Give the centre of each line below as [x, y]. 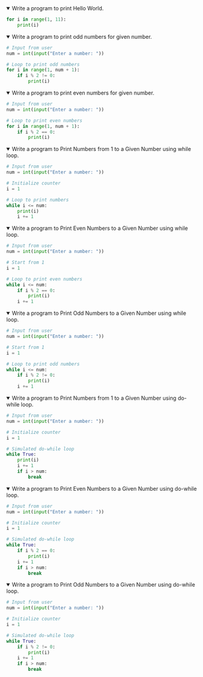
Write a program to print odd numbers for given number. [82, 36]
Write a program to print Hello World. [58, 8]
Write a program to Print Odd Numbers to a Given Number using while [99, 313]
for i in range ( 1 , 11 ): [36, 19]
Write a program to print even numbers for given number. [83, 93]
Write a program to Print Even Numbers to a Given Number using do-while [104, 488]
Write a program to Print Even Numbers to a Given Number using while [100, 228]
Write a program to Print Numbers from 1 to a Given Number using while [101, 149]
